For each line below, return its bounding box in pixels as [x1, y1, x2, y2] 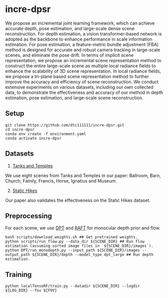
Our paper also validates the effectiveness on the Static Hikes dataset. [5, 197, 150, 203]
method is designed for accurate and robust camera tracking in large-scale [5, 47, 160, 53]
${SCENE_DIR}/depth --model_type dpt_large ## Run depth [32, 252, 154, 257]
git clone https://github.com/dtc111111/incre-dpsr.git [5, 122, 124, 127]
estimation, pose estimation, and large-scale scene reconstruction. [5, 94, 143, 101]
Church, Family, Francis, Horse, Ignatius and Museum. [5, 178, 117, 184]
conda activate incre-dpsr [5, 135, 62, 141]
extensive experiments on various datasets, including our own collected [5, 84, 154, 90]
